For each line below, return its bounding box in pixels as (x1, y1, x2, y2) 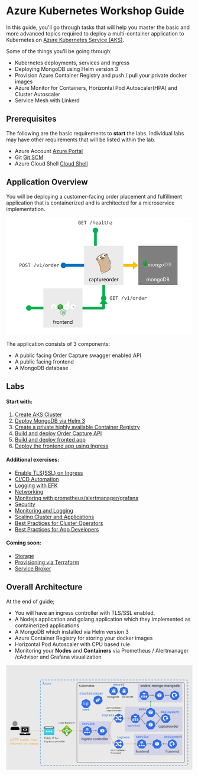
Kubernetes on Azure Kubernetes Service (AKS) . (6, 36, 125, 43)
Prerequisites (6, 114, 57, 124)
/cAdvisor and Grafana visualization (14, 653, 102, 660)
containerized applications (14, 622, 80, 629)
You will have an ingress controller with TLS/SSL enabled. (14, 609, 155, 616)
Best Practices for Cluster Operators (14, 519, 103, 527)
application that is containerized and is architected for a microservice (6, 199, 175, 206)
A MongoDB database (14, 364, 69, 371)
